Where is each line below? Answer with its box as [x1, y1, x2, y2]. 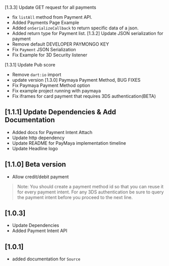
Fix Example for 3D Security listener [12, 52, 87, 58]
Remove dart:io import [12, 72, 61, 78]
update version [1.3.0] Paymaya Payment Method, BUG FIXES [12, 77, 141, 83]
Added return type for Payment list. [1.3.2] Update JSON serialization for [12, 30, 163, 36]
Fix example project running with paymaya [12, 88, 101, 93]
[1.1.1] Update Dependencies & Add [5, 108, 116, 116]
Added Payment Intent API [12, 228, 67, 234]
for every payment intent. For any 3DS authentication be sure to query [17, 189, 164, 195]
